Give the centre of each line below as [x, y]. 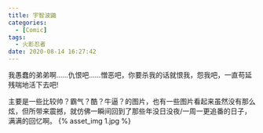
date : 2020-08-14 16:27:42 [52, 52]
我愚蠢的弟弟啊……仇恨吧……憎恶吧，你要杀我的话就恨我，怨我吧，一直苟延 [130, 75]
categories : [27, 23]
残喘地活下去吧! [33, 84]
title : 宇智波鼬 [32, 15]
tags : [17, 37]
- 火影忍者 [31, 45]
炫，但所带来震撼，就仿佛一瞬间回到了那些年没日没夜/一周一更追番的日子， [130, 111]
